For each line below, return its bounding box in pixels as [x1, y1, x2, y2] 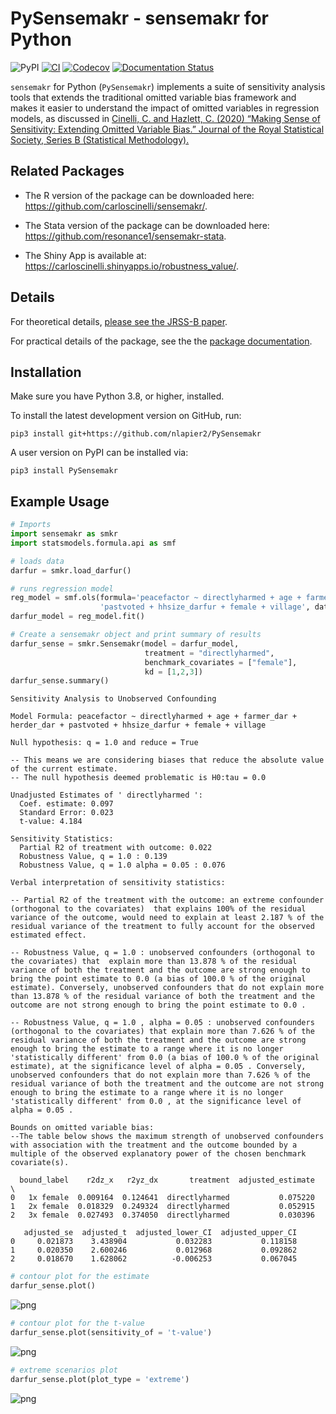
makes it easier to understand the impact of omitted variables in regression [10, 102, 320, 114]
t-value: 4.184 [19, 817, 83, 827]
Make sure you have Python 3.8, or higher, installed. [10, 390, 225, 402]
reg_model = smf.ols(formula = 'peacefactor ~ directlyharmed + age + [10, 593, 302, 603]
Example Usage [10, 493, 110, 510]
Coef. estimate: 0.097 [19, 799, 114, 809]
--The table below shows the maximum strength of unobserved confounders [10, 1132, 325, 1142]
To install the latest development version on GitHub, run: [10, 410, 242, 422]
